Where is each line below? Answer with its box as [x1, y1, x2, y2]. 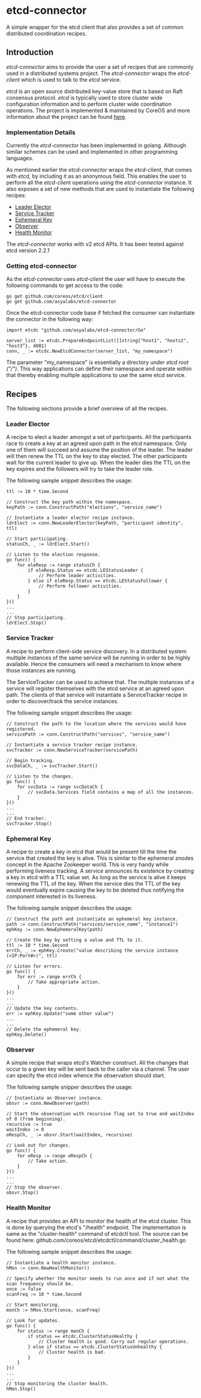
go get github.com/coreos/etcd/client [6, 294, 103, 300]
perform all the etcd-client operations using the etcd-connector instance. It [6, 179, 192, 186]
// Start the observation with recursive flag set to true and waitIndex [6, 1111, 195, 1117]
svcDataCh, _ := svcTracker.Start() [6, 763, 98, 769]
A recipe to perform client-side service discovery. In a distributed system [6, 647, 187, 655]
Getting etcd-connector [6, 262, 77, 270]
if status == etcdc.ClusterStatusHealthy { [28, 1333, 138, 1339]
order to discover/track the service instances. [6, 697, 119, 704]
